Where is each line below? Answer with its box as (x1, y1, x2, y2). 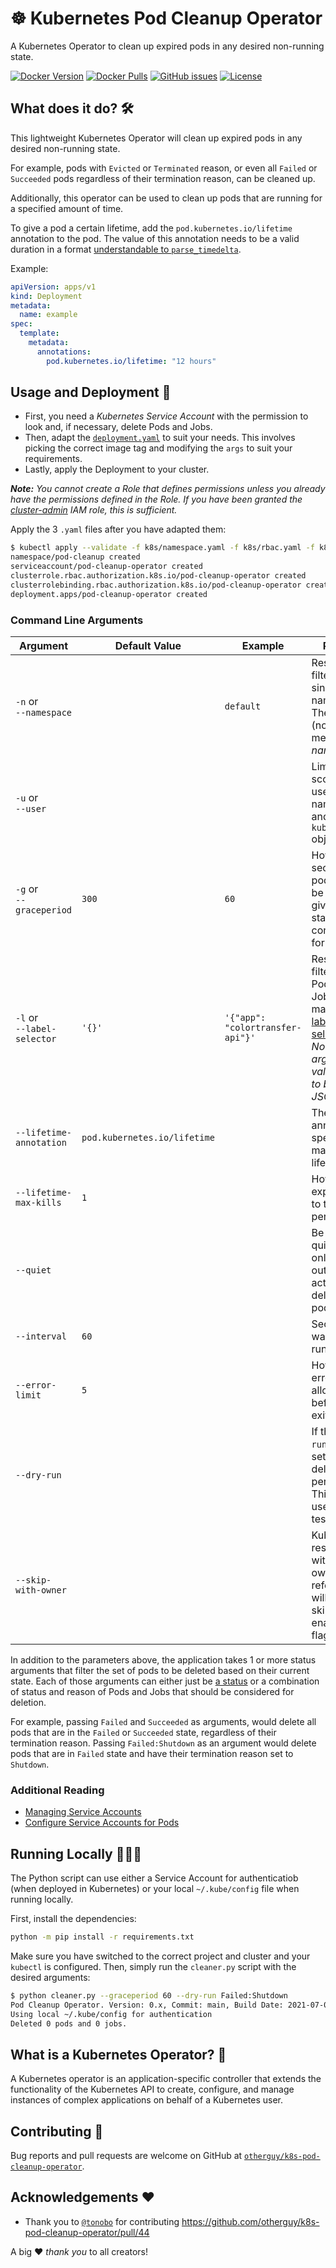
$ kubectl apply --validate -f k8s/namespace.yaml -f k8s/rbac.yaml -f (10, 543, 315, 553)
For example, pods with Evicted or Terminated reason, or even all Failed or (10, 162, 318, 174)
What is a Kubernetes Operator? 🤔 (10, 2046, 227, 2063)
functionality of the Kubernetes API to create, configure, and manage (10, 2083, 295, 2096)
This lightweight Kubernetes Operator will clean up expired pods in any (10, 132, 303, 144)
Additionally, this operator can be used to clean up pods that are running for (10, 192, 323, 204)
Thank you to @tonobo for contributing (24, 2215, 180, 2227)
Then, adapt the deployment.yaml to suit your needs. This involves (24, 432, 296, 444)
